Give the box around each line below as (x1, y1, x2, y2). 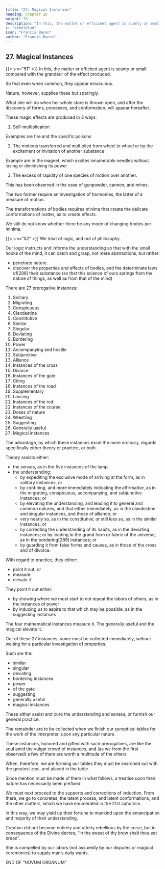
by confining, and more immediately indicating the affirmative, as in (20, 485, 156, 490)
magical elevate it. (5, 626, 43, 632)
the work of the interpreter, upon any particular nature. (5, 731, 116, 737)
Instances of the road (12, 383, 56, 389)
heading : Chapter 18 (5, 12, 48, 17)
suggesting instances (12, 611, 56, 617)
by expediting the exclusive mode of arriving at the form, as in (20, 474, 145, 480)
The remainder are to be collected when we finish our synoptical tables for (5, 726, 156, 732)
